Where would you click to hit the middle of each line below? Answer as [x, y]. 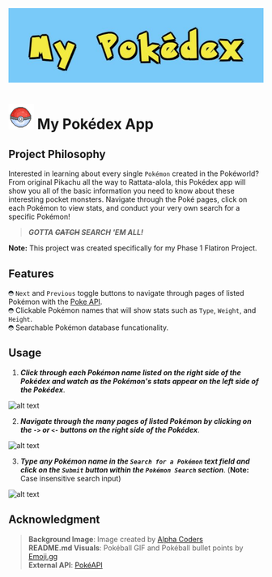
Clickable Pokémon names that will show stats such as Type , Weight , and [136, 310]
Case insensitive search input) [70, 478]
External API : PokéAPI [65, 565]
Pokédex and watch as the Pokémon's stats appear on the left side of [139, 381]
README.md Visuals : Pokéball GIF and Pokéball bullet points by [136, 548]
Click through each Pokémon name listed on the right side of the [130, 372]
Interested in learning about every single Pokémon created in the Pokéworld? [134, 173]
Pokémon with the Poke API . [55, 301]
